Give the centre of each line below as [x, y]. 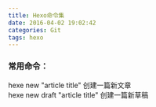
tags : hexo [26, 37]
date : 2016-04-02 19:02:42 [52, 23]
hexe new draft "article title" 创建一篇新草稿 [78, 94]
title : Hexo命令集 [36, 15]
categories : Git [34, 30]
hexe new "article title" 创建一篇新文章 [70, 85]
